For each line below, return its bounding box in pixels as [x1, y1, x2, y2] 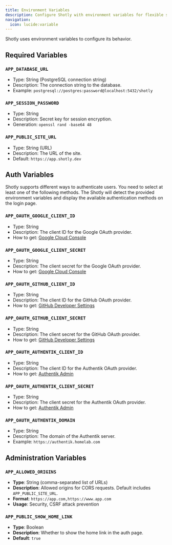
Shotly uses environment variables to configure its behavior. [5, 36, 132, 42]
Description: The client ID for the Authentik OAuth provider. [12, 365, 137, 371]
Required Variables [5, 51, 68, 59]
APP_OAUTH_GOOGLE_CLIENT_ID [5, 213, 75, 219]
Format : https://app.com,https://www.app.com [12, 496, 112, 502]
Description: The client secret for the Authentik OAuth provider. [12, 399, 146, 406]
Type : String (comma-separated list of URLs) [12, 479, 108, 486]
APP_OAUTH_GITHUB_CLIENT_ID [5, 281, 75, 287]
